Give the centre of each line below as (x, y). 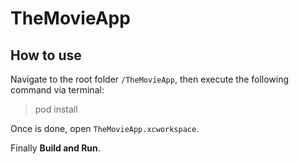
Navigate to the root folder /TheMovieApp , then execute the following (150, 79)
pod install (56, 109)
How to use (46, 55)
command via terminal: (57, 90)
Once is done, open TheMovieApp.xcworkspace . (105, 128)
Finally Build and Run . (55, 148)
